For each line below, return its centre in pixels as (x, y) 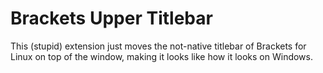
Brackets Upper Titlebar (111, 18)
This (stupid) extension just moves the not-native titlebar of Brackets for (158, 46)
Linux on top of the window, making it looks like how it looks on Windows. (161, 56)
